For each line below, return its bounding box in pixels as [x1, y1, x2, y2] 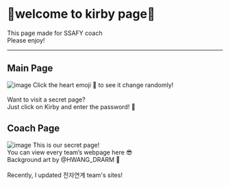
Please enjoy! [7, 36, 45, 44]
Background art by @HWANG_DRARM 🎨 [7, 155, 120, 163]
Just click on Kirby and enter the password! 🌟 [7, 102, 136, 111]
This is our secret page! [33, 141, 100, 149]
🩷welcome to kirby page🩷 [7, 6, 155, 22]
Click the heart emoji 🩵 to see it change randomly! [33, 80, 174, 89]
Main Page [7, 62, 53, 74]
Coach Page [7, 123, 60, 135]
